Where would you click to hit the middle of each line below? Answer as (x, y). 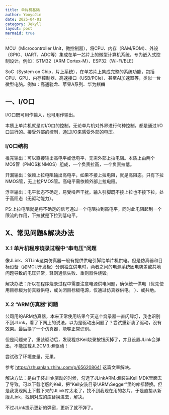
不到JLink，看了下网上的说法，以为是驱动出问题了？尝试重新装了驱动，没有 (83, 323)
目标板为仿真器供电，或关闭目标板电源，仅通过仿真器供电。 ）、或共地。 (84, 290)
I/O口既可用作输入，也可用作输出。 (41, 114)
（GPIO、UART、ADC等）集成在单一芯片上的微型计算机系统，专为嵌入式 (81, 54)
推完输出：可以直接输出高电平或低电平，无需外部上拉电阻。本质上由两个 (80, 158)
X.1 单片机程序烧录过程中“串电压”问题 (51, 249)
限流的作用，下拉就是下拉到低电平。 (43, 215)
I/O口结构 (17, 146)
